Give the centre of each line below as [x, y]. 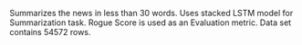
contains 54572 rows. [50, 32]
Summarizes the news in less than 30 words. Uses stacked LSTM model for [151, 13]
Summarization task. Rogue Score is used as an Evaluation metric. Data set [151, 22]
